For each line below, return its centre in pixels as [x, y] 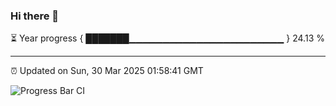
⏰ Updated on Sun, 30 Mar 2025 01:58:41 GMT [107, 71]
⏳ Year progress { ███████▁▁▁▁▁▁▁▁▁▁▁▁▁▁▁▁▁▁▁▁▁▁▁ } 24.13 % [167, 38]
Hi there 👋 [35, 16]
